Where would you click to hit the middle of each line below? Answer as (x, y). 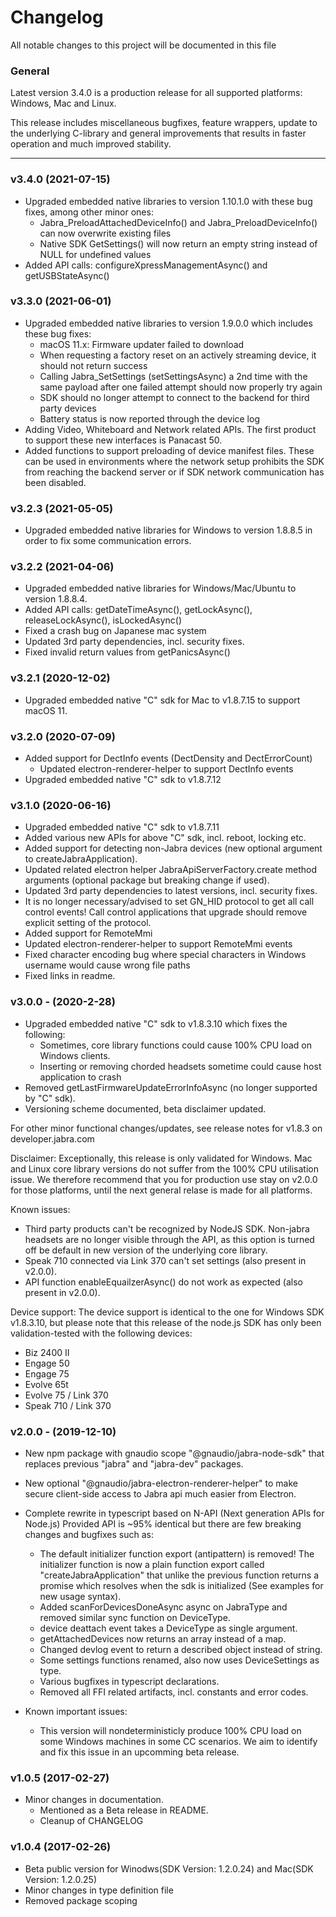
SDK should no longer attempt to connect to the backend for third (174, 397)
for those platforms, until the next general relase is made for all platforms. (161, 1190)
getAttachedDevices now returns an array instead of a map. (163, 1638)
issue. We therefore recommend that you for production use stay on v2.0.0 (164, 1179)
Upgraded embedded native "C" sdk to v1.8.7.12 (123, 780)
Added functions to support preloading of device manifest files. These (169, 450)
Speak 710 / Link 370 (68, 1405)
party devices (68, 408)
